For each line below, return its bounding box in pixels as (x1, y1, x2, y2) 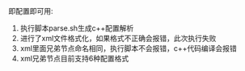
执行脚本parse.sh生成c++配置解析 (19, 23, 134, 33)
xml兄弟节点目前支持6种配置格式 (19, 54, 129, 63)
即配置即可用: (8, 6, 54, 15)
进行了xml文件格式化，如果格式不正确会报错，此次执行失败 (19, 34, 217, 43)
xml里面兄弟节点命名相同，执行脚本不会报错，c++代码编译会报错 (19, 44, 237, 53)
